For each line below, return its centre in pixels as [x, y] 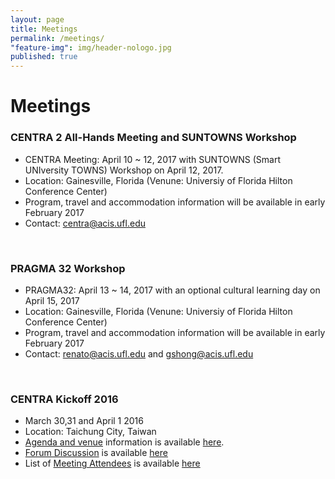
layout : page [37, 19]
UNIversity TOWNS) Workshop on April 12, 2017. [124, 170]
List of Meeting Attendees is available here [112, 463]
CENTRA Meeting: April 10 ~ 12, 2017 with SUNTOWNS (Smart [153, 159]
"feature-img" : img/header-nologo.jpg [91, 47]
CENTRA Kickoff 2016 [64, 399]
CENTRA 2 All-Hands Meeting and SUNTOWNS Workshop [153, 138]
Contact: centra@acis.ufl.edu [85, 223]
